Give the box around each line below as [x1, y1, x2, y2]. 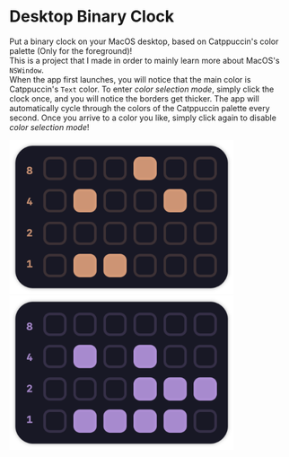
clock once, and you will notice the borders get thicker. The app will [9, 92, 260, 104]
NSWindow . [9, 65, 45, 75]
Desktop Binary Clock [9, 6, 175, 27]
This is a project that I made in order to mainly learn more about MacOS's [9, 55, 280, 66]
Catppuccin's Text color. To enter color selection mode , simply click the [9, 83, 275, 94]
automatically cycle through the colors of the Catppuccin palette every [9, 102, 271, 113]
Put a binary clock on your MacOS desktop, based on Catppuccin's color [9, 36, 279, 47]
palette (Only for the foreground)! [9, 45, 133, 56]
